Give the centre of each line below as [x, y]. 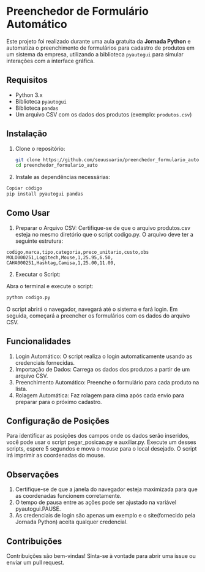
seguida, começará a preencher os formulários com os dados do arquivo [98, 315]
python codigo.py [28, 297]
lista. [21, 389]
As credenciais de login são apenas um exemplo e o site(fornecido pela [105, 516]
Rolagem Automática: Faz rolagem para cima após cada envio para [100, 395]
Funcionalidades [39, 341]
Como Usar [28, 213]
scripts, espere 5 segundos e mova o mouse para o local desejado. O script [102, 449]
